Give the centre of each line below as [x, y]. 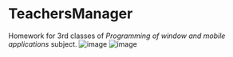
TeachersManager [71, 14]
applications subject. [43, 44]
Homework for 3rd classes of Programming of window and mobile [117, 36]
